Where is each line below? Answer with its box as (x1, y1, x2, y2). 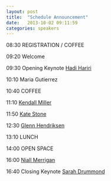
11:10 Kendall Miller (6, 99, 52, 106)
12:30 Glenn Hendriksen (6, 122, 65, 129)
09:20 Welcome (6, 53, 45, 60)
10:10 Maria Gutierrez (6, 76, 58, 83)
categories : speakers (6, 25, 60, 31)
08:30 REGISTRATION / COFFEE (6, 42, 84, 49)
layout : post (6, 8, 38, 15)
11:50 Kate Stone (6, 110, 47, 118)
